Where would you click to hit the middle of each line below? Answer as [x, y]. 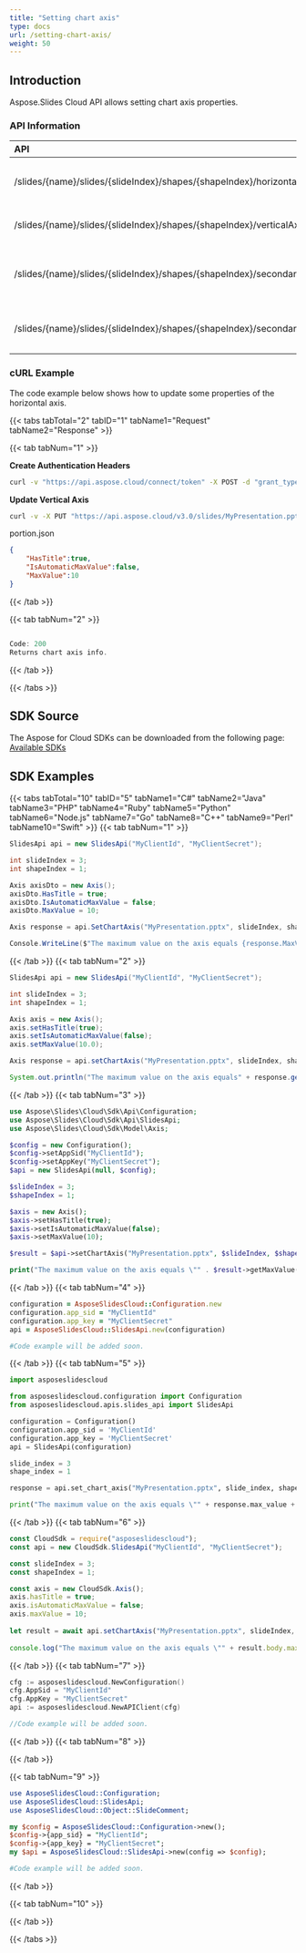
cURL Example [42, 373]
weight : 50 [30, 43]
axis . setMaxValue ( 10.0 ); [56, 1044]
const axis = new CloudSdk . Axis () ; [77, 1588]
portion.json [32, 533]
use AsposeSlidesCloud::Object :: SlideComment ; [99, 1810]
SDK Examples [52, 776]
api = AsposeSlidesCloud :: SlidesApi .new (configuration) [117, 1330]
